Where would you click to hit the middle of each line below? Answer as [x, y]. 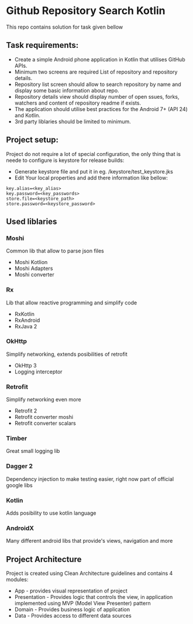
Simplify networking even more [44, 400]
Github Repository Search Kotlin [86, 11]
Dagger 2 [20, 466]
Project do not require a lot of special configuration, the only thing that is [94, 154]
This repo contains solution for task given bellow [65, 27]
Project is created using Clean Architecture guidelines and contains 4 [89, 573]
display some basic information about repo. [67, 90]
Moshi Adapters [34, 268]
